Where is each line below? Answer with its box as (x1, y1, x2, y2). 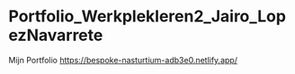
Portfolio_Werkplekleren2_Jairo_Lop (8, 6, 287, 27)
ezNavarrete (8, 25, 103, 45)
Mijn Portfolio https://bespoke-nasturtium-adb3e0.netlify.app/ (8, 54, 237, 65)
